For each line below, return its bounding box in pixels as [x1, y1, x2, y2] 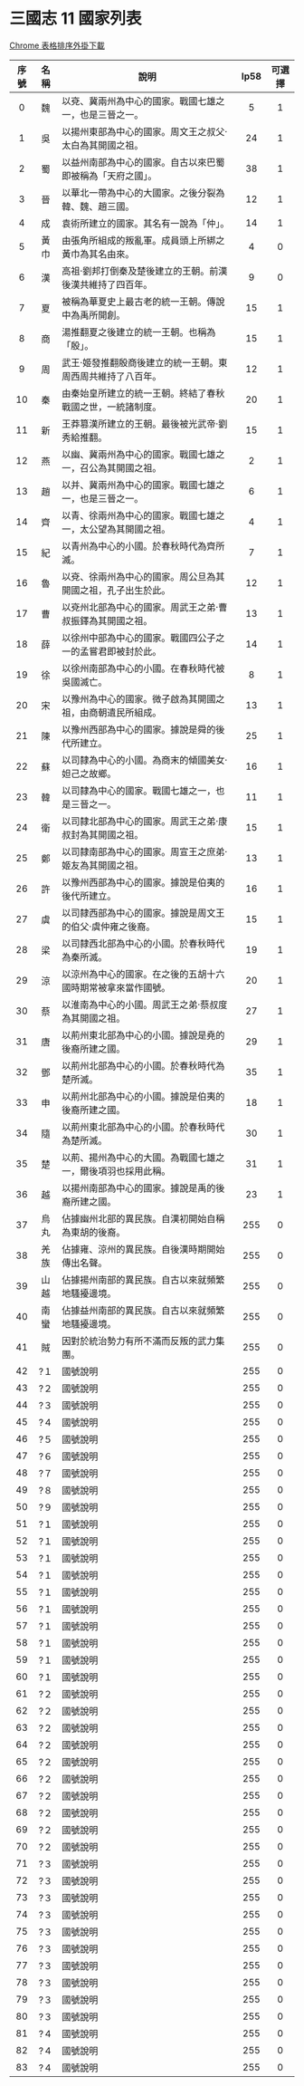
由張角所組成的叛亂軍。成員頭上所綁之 [62, 234, 225, 246]
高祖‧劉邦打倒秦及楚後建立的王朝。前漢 [62, 264, 228, 277]
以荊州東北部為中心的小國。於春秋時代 [62, 1120, 225, 1133]
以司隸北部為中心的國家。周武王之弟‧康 [62, 814, 228, 827]
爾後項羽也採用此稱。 [80, 1165, 171, 1178]
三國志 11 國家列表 [9, 8, 142, 29]
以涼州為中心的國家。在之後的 [62, 967, 189, 980]
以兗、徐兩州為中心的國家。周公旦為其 [62, 570, 225, 582]
